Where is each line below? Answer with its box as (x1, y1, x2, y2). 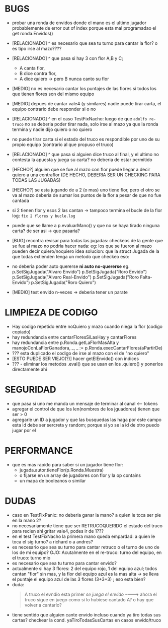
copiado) (12, 328, 31, 335)
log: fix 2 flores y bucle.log (12, 213, 75, 219)
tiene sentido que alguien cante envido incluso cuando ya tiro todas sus (12, 611, 161, 617)
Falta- (140, 274, 152, 280)
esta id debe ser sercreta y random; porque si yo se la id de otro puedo (12, 422, 159, 428)
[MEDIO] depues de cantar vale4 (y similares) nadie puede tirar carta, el (12, 100, 161, 106)
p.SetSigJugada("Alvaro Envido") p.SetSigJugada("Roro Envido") (12, 268, 147, 274)
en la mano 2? (12, 517, 41, 523)
